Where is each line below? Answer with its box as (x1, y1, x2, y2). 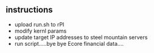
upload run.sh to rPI (14, 20, 65, 28)
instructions (5, 5, 53, 15)
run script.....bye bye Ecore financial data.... (14, 40, 124, 47)
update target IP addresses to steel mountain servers (14, 33, 148, 41)
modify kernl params (14, 27, 67, 34)
